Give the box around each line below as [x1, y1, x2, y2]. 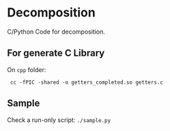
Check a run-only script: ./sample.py [7, 115, 111, 124]
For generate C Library [7, 47, 105, 59]
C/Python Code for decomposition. [7, 27, 106, 36]
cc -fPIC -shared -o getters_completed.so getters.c [10, 79, 164, 86]
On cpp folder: [7, 65, 46, 73]
